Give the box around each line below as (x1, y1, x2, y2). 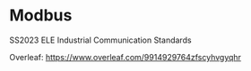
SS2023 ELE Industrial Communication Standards (9, 35, 192, 45)
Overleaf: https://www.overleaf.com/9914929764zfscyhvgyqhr (9, 51, 242, 62)
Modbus (9, 5, 73, 26)
